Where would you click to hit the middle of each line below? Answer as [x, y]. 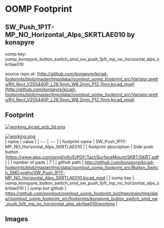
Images [17, 219]
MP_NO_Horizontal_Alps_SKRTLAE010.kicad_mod [55, 178]
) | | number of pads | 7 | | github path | [45, 162]
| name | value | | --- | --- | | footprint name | [50, 141]
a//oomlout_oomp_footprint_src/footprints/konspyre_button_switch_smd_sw [82, 198]
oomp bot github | [48, 188]
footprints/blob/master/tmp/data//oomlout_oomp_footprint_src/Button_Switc [82, 167]
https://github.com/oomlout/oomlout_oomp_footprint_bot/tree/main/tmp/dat [82, 193]
